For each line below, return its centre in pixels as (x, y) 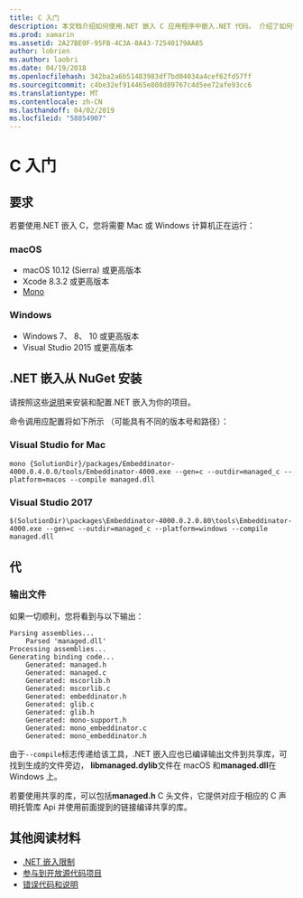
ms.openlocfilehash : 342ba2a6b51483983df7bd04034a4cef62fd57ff (131, 77)
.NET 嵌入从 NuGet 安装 (76, 379)
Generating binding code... (62, 657)
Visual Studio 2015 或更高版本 (78, 347)
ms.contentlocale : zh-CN (56, 102)
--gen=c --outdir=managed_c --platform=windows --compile (157, 529)
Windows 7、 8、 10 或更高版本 (81, 336)
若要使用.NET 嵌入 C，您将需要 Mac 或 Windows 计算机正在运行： (132, 226)
